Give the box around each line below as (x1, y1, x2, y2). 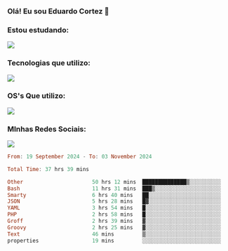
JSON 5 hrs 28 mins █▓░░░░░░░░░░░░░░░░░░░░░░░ (7, 198, 221, 205)
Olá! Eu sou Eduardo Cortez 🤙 (7, 6, 109, 16)
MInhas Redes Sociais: (7, 124, 86, 134)
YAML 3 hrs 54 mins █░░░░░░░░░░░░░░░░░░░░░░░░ (7, 205, 221, 212)
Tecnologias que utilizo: (7, 58, 91, 68)
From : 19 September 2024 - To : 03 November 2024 (7, 154, 152, 161)
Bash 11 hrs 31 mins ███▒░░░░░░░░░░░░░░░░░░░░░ (7, 185, 221, 192)
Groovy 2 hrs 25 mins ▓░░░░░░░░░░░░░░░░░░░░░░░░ (7, 224, 221, 231)
